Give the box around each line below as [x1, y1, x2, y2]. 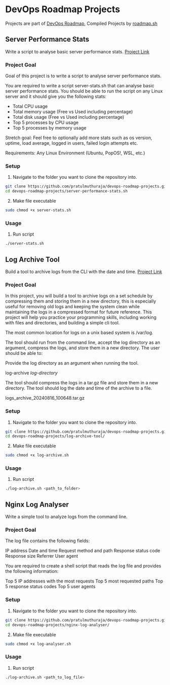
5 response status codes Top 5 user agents [5, 583, 96, 590]
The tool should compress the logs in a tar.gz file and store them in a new [5, 380, 158, 386]
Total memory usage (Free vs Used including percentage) [12, 109, 133, 115]
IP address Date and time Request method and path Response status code [5, 547, 160, 554]
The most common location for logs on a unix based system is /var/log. [5, 330, 153, 336]
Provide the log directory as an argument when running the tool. [5, 360, 139, 366]
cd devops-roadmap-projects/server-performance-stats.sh [5, 189, 128, 194]
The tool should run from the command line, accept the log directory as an [5, 339, 160, 346]
